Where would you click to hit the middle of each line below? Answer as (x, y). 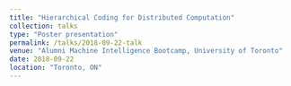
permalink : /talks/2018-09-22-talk (76, 43)
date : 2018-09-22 (42, 59)
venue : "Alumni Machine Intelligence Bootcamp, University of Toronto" (146, 51)
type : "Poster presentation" (64, 34)
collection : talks (44, 26)
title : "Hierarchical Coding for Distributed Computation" (122, 17)
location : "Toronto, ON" (56, 68)
